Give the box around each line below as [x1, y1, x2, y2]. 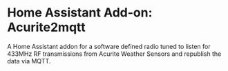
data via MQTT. [7, 57, 51, 65]
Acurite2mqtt [7, 19, 86, 35]
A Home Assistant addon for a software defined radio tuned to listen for [7, 42, 211, 50]
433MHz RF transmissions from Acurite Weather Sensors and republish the [7, 50, 222, 58]
